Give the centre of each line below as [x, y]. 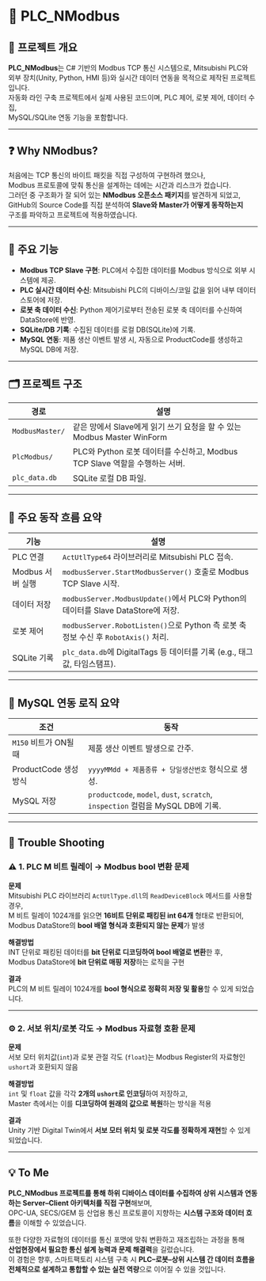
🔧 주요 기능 [34, 250]
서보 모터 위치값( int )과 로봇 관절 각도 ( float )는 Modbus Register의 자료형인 [127, 1057]
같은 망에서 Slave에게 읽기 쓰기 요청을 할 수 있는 [157, 427]
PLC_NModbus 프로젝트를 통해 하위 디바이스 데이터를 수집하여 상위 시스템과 [126, 1193]
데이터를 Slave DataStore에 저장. [121, 610]
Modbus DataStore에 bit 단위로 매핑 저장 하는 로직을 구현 [97, 962]
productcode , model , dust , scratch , [150, 795]
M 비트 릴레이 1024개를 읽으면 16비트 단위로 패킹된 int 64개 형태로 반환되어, [126, 915]
